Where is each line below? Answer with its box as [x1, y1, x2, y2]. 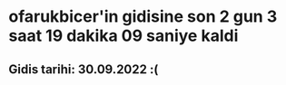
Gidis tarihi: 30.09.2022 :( [8, 61, 159, 77]
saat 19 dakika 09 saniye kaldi [8, 25, 239, 46]
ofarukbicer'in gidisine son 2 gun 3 [8, 6, 278, 27]
